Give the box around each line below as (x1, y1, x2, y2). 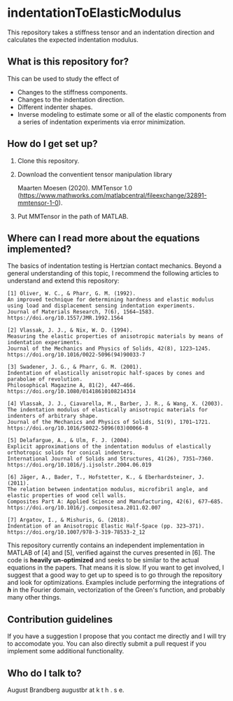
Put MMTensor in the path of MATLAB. (17, 212, 129, 220)
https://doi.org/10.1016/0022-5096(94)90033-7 (7, 351, 146, 358)
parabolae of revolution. (7, 376, 83, 383)
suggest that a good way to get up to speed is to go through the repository (7, 571, 223, 579)
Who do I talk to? (7, 667, 82, 679)
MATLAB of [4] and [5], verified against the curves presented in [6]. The (7, 548, 216, 557)
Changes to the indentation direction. (17, 95, 125, 104)
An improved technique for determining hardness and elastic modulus (7, 296, 215, 304)
